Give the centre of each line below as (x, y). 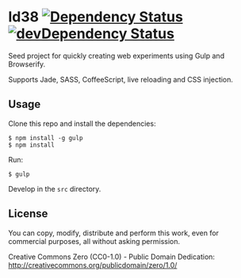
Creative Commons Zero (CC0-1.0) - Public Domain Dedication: (112, 257)
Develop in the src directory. (55, 189)
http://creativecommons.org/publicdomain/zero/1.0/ (93, 265)
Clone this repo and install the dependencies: (82, 124)
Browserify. (27, 64)
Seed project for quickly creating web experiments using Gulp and (116, 55)
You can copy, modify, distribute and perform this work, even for (114, 233)
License (28, 214)
